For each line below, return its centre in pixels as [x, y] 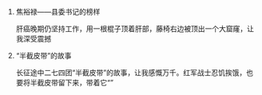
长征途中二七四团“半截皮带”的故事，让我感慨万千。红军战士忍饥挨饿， [131, 73]
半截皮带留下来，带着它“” [72, 83]
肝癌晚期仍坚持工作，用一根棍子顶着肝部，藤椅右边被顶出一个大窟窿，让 [135, 29]
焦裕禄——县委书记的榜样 [58, 12]
